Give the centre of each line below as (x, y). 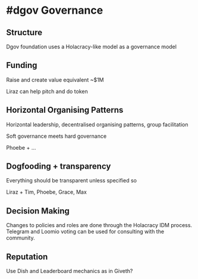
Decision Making (38, 211)
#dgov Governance (55, 10)
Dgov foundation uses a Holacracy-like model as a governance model (92, 46)
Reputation (27, 257)
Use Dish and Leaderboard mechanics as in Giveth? (70, 271)
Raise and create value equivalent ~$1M (55, 80)
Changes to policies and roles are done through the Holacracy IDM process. (99, 225)
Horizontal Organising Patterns (65, 110)
